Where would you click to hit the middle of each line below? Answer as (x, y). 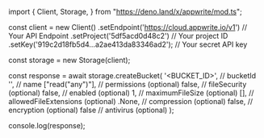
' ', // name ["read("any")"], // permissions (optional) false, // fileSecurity (128, 84)
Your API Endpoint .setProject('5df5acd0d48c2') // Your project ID (118, 36)
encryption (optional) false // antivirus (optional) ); (91, 110)
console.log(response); (47, 125)
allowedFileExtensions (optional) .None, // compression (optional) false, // (131, 101)
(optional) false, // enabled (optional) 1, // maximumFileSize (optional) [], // (131, 93)
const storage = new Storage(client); (69, 60)
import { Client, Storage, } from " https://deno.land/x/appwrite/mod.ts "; (125, 12)
